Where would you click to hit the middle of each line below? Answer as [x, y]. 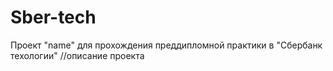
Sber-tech [53, 17]
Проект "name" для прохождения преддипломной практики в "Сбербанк [166, 45]
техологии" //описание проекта [77, 55]
